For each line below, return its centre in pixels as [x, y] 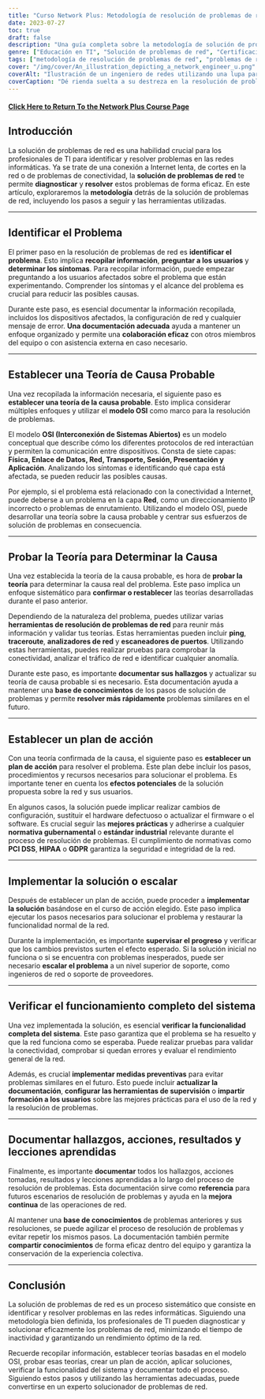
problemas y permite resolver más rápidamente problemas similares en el [129, 699]
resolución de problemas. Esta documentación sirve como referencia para [129, 1188]
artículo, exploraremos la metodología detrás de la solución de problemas [129, 192]
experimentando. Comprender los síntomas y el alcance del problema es [126, 285]
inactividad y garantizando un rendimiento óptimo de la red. [105, 1338]
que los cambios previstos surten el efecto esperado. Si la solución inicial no [132, 949]
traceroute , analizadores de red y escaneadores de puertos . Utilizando [126, 642]
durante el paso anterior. [48, 601]
